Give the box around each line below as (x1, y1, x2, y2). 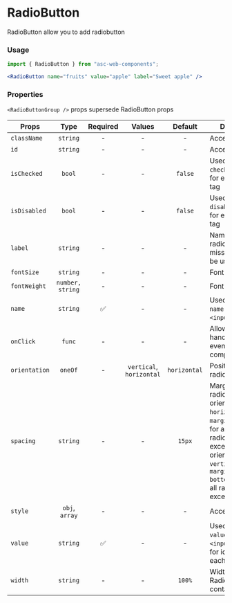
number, (56, 279, 81, 287)
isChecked (10, 170, 43, 178)
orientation (10, 366, 50, 375)
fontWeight (10, 282, 46, 290)
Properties (7, 89, 43, 99)
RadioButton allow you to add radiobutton (7, 28, 126, 36)
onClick (10, 338, 36, 345)
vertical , (127, 362, 159, 372)
